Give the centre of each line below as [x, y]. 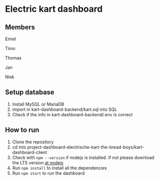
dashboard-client [30, 152]
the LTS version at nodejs [38, 162]
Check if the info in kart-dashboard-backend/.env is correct [72, 114]
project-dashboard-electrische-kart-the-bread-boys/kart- [86, 147]
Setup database [30, 92]
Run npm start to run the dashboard [48, 173]
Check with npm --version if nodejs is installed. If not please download [83, 157]
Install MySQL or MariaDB [38, 104]
